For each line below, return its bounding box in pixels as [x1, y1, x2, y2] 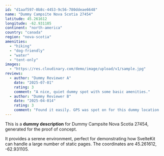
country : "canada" [5, 30, 43, 35]
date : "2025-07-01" [14, 80, 54, 85]
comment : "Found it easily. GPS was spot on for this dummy [14, 107, 139, 113]
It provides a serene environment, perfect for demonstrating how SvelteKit [5, 135, 156, 141]
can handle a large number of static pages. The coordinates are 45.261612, [5, 141, 157, 147]
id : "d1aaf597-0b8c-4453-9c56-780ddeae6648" [5, 7, 98, 12]
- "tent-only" [9, 57, 38, 62]
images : [5, 62, 21, 67]
